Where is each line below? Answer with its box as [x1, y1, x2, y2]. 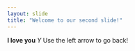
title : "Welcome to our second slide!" [7, 17, 123, 24]
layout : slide [7, 10, 49, 17]
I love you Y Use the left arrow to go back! [7, 36, 129, 44]
